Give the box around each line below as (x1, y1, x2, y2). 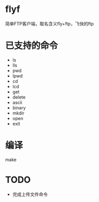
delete (12, 94, 26, 100)
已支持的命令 (5, 40, 58, 51)
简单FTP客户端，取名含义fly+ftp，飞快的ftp (5, 20, 94, 26)
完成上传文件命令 (12, 191, 48, 197)
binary (12, 104, 26, 110)
